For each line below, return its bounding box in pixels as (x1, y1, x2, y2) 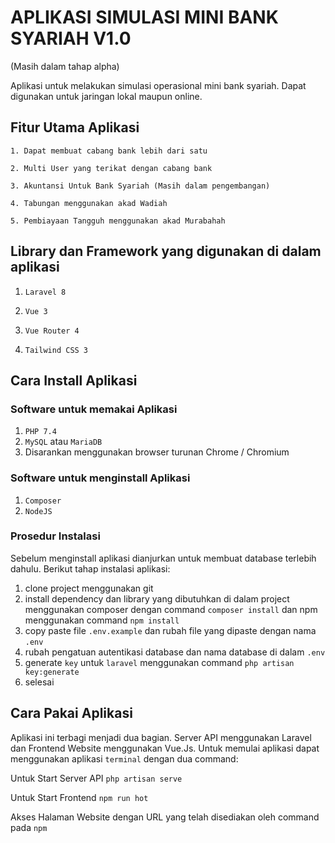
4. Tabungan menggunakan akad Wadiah (10, 198, 168, 208)
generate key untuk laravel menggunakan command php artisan (24, 656, 295, 668)
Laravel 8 (24, 287, 67, 297)
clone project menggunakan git (24, 582, 154, 594)
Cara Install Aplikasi (10, 372, 138, 389)
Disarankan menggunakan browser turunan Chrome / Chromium (24, 446, 290, 458)
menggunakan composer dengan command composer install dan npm (24, 603, 318, 615)
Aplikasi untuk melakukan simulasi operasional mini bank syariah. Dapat (10, 79, 307, 91)
